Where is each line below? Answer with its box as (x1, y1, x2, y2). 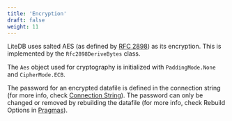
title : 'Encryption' (7, 10, 68, 17)
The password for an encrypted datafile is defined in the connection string (7, 84, 221, 92)
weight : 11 (7, 23, 39, 30)
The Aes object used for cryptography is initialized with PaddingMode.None (7, 63, 216, 72)
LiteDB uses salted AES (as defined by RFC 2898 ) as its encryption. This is (7, 42, 222, 51)
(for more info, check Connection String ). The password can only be (7, 91, 203, 99)
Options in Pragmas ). (7, 106, 68, 115)
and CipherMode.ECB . (7, 70, 65, 79)
